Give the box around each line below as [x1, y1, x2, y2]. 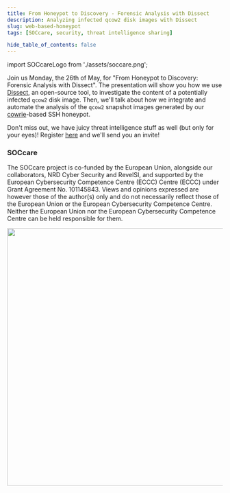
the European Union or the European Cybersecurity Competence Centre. [7, 200, 212, 208]
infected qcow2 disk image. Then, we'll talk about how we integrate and [7, 95, 206, 104]
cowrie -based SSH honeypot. [7, 111, 91, 119]
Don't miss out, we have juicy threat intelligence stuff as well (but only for [7, 124, 214, 132]
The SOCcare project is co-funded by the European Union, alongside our [7, 163, 213, 172]
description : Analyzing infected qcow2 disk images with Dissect [7, 16, 197, 23]
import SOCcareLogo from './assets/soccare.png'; [7, 60, 149, 69]
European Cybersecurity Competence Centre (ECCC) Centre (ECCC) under [7, 178, 219, 186]
